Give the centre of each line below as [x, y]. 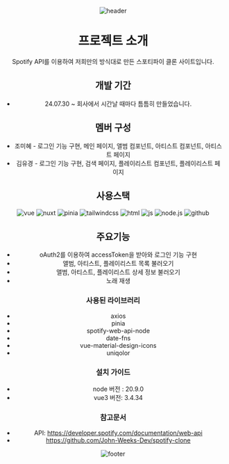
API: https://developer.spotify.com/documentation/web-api [118, 433]
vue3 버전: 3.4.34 [118, 397]
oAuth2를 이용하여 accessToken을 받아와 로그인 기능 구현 [118, 255]
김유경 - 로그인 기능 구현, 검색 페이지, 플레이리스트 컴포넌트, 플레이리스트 [115, 163]
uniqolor [118, 353]
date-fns [118, 338]
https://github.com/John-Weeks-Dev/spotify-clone [118, 440]
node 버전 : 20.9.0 [118, 389]
